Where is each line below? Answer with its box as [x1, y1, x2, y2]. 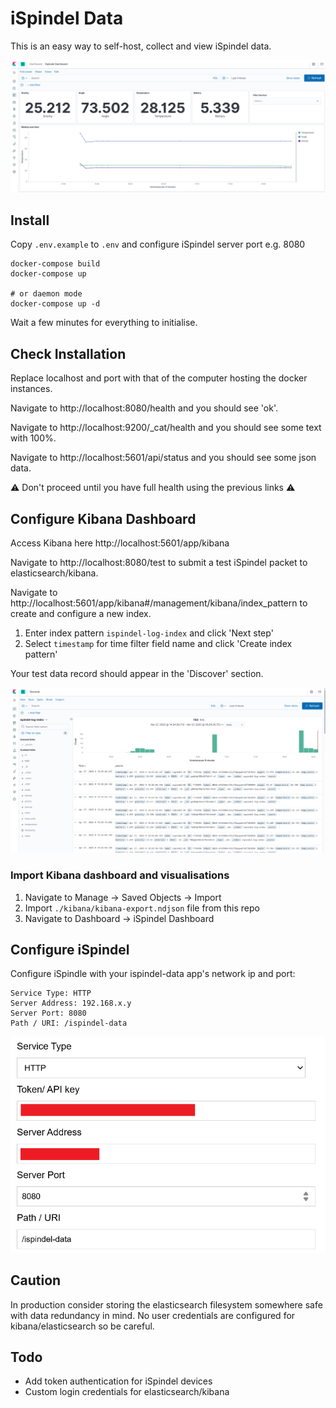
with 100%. [10, 432, 57, 444]
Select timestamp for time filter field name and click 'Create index [24, 638, 293, 650]
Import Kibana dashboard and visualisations [10, 868, 230, 882]
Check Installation [10, 345, 127, 362]
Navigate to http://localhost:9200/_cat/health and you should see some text [10, 422, 322, 434]
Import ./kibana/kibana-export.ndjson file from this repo [24, 902, 260, 914]
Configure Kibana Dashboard [10, 510, 197, 527]
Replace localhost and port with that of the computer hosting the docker [10, 372, 308, 384]
